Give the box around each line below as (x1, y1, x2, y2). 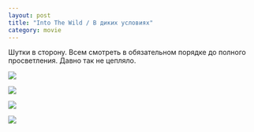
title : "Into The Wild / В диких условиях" (8, 19, 154, 27)
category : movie (8, 26, 62, 34)
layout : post (8, 11, 51, 20)
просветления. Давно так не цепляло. (8, 56, 136, 65)
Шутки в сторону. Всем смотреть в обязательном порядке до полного (8, 48, 246, 57)
